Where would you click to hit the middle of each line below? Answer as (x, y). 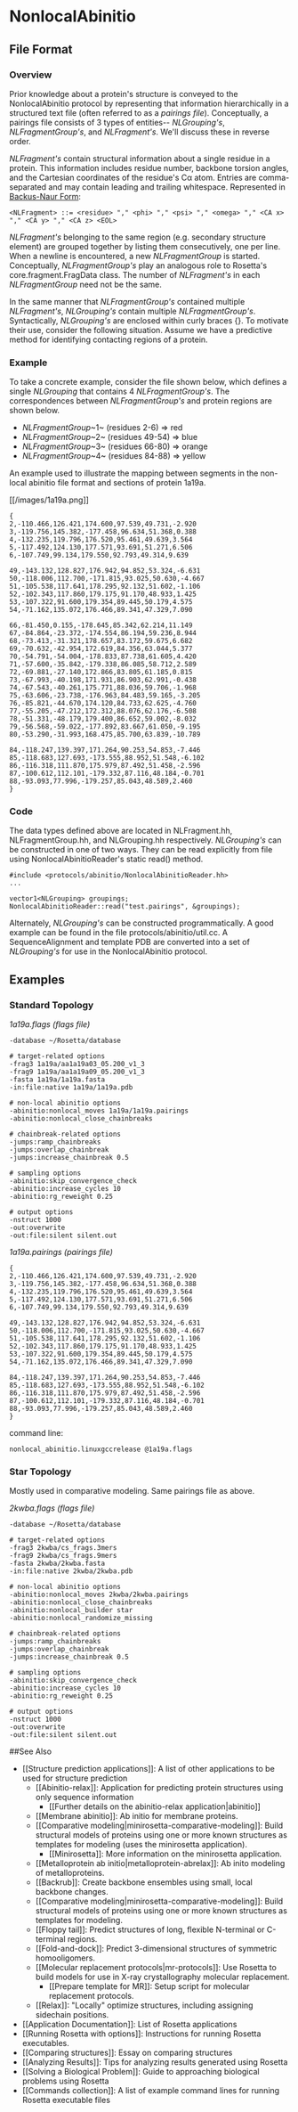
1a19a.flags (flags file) (50, 1024)
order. (20, 141)
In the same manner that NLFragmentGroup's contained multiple (127, 301)
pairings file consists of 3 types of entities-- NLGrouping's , (117, 122)
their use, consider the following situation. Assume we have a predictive (141, 330)
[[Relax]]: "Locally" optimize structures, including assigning (144, 2005)
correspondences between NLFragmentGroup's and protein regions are (141, 401)
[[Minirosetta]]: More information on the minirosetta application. (165, 1854)
